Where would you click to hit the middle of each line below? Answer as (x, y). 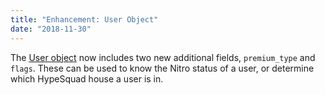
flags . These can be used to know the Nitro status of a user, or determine (162, 68)
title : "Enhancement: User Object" (84, 19)
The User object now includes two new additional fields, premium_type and (163, 57)
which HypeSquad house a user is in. (87, 78)
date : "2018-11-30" (51, 29)
